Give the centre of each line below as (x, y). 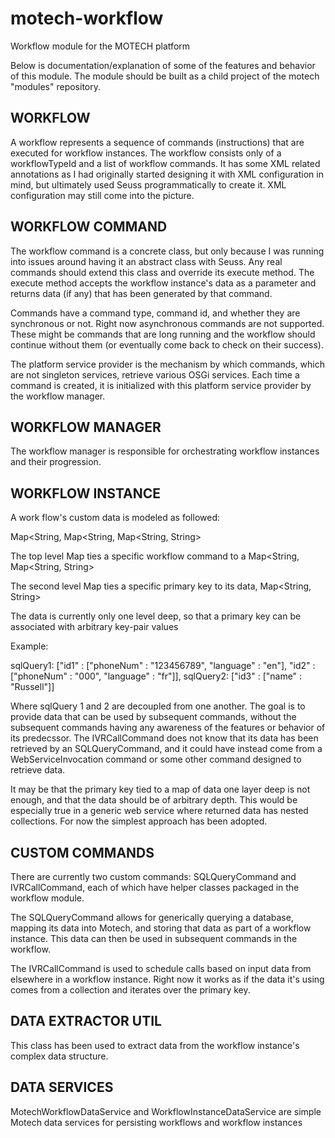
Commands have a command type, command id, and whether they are (155, 313)
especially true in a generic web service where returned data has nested (159, 811)
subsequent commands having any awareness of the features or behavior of (168, 728)
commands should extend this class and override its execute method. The (162, 272)
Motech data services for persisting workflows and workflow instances (156, 1122)
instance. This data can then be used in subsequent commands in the (154, 938)
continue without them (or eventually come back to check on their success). (167, 344)
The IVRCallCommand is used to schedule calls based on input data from (161, 968)
